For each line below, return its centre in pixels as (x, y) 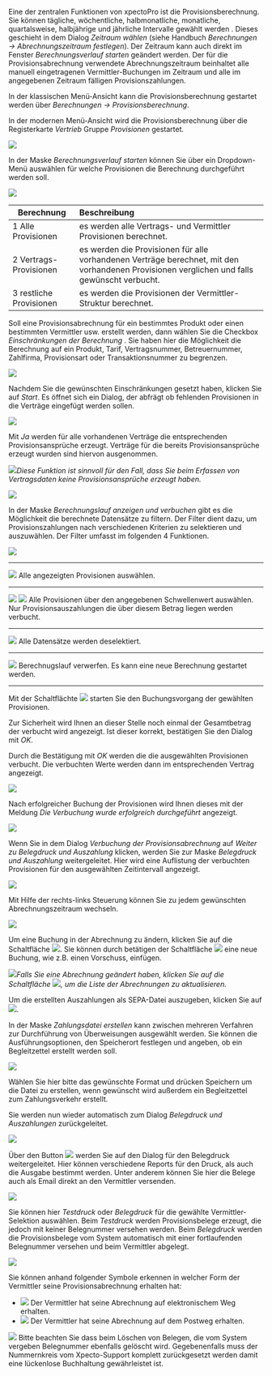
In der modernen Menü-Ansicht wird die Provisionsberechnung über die (128, 120)
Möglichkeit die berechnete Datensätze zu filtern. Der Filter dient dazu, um (133, 519)
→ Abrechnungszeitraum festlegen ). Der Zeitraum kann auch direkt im (125, 46)
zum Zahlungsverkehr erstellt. (58, 1099)
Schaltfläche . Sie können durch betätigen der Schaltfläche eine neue (133, 949)
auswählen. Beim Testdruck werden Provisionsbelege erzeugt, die (151, 1220)
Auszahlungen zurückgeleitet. (58, 1123)
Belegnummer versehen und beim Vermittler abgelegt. (99, 1246)
